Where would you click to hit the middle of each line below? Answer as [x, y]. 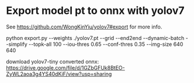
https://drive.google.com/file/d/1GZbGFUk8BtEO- [66, 67]
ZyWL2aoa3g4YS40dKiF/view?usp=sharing [59, 74]
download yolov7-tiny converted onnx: [53, 62]
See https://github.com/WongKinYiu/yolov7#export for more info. [84, 27]
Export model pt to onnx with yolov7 [96, 11]
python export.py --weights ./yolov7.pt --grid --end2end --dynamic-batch [95, 38]
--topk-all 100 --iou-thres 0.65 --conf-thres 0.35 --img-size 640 [106, 44]
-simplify [17, 44]
